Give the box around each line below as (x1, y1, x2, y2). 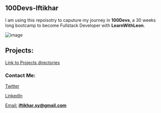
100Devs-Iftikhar (5, 4, 58, 12)
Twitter (5, 83, 20, 89)
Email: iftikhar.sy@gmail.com (5, 102, 67, 108)
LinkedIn (5, 93, 23, 99)
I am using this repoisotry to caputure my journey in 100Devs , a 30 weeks (5, 17, 156, 23)
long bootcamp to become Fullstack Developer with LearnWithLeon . (5, 22, 145, 28)
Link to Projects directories (5, 59, 60, 65)
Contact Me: (5, 72, 36, 79)
